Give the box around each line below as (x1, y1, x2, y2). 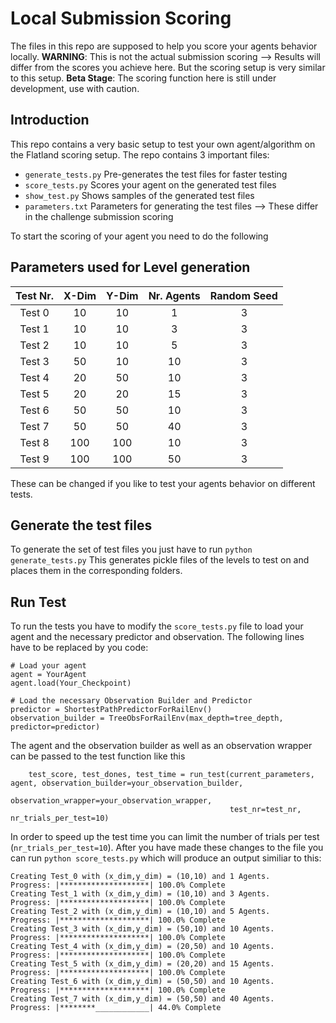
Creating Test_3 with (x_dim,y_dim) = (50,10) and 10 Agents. (10, 924, 275, 934)
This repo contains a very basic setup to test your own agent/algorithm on (10, 138, 316, 150)
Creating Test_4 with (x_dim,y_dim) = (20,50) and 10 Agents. (10, 942, 275, 952)
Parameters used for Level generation (10, 259, 251, 276)
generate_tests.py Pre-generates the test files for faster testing (24, 168, 288, 180)
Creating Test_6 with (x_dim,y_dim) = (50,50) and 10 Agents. (10, 977, 275, 987)
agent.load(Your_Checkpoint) (10, 678, 132, 689)
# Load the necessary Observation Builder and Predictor (10, 696, 253, 706)
